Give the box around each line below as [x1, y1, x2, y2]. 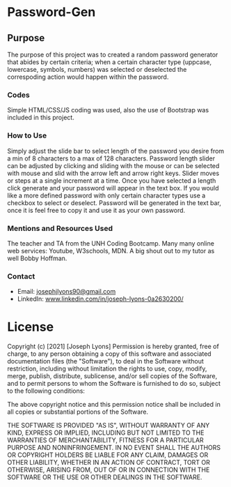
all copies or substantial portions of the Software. [7, 407, 148, 416]
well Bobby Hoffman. [7, 254, 67, 262]
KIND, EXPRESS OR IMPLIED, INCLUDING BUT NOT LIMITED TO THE [7, 428, 205, 437]
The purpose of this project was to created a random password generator [7, 50, 218, 59]
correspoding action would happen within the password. [7, 73, 169, 81]
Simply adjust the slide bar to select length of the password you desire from [7, 147, 225, 155]
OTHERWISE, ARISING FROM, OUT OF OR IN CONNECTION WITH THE [7, 465, 210, 474]
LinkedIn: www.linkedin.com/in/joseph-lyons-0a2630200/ [17, 294, 184, 304]
